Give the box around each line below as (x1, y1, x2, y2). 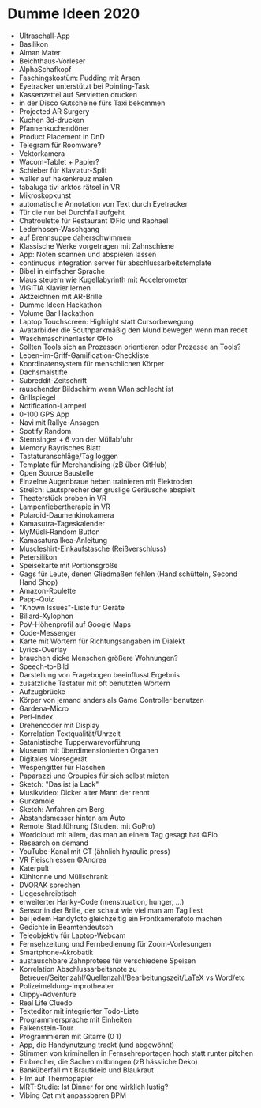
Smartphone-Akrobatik (18, 947, 94, 957)
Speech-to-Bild (18, 662, 69, 671)
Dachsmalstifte (18, 367, 68, 377)
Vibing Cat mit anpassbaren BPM (18, 1090, 127, 1100)
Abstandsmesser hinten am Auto (18, 813, 125, 822)
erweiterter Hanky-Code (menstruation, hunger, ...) (18, 897, 185, 906)
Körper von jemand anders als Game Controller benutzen (18, 695, 204, 704)
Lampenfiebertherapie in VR (18, 502, 111, 511)
